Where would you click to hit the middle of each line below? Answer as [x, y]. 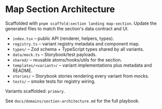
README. [22, 70]
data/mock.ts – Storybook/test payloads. [55, 54]
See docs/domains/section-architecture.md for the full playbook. [72, 101]
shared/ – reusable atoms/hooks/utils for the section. [67, 60]
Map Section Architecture [60, 9]
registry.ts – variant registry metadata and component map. [76, 43]
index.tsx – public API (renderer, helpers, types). [63, 38]
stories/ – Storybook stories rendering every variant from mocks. [81, 76]
